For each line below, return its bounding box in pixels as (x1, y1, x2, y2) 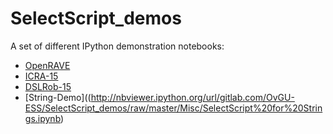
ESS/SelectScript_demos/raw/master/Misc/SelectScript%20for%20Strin (24, 102, 323, 114)
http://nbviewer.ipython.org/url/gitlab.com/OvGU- (90, 91, 295, 103)
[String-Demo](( (24, 91, 92, 103)
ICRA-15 (24, 70, 59, 82)
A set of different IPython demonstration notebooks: (10, 40, 225, 52)
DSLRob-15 (24, 80, 72, 92)
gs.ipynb (24, 112, 62, 124)
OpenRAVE (24, 59, 71, 71)
